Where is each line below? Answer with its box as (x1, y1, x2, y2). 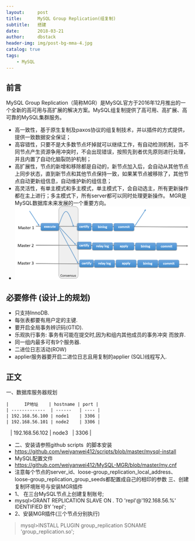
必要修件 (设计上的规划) (6, 293, 90, 303)
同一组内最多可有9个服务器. (14, 338, 81, 345)
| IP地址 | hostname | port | (6, 402, 99, 408)
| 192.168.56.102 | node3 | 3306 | (10, 429, 92, 436)
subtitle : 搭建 (6, 22, 47, 28)
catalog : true (6, 47, 41, 53)
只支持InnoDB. (14, 309, 50, 316)
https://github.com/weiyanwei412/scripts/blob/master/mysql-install (14, 448, 176, 455)
